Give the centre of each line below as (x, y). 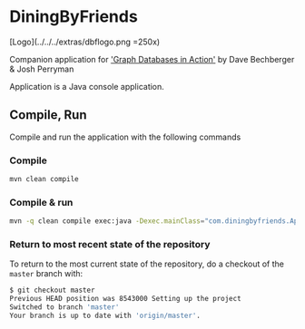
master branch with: (46, 274)
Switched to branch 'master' (64, 307)
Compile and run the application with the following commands (125, 137)
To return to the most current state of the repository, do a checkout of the (147, 264)
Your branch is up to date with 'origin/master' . (105, 316)
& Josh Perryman (42, 69)
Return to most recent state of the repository (110, 245)
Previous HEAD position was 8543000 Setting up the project (126, 299)
